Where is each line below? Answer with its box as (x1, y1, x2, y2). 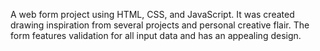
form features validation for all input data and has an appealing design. (10, 30, 302, 41)
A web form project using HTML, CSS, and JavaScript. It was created (10, 9, 295, 20)
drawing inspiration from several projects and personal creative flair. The (10, 19, 310, 31)
